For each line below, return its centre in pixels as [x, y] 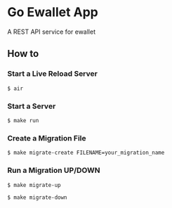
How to [23, 54]
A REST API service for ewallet [52, 32]
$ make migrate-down [38, 197]
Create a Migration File [47, 138]
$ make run [23, 120]
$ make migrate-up [34, 185]
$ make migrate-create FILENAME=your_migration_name [86, 153]
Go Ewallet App [53, 12]
